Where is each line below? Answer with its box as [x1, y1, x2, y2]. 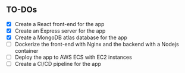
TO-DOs [6, 5, 37, 15]
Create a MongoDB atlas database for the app [14, 34, 128, 41]
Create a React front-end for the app [14, 20, 105, 27]
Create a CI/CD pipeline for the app [14, 61, 102, 68]
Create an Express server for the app [14, 27, 106, 34]
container [14, 47, 39, 55]
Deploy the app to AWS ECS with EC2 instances [14, 53, 132, 61]
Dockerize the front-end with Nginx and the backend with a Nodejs [14, 41, 180, 47]
